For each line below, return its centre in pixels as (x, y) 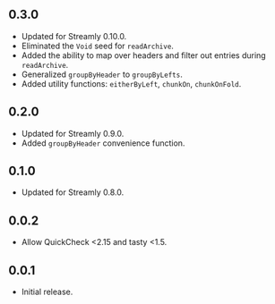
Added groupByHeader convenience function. (103, 143)
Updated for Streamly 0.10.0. (74, 36)
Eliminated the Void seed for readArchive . (97, 46)
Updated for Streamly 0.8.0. (73, 192)
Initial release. (47, 292)
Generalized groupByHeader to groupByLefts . (102, 74)
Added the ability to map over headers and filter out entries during (143, 55)
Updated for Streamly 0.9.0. (73, 133)
